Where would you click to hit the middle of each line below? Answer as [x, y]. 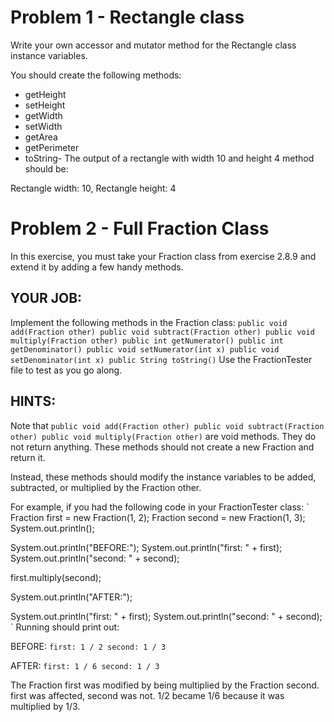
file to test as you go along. [66, 370]
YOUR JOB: [46, 298]
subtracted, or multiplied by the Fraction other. [106, 487]
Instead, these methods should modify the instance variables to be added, [163, 477]
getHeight [45, 94]
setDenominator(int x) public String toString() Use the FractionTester [161, 359]
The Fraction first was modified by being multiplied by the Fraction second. [165, 685]
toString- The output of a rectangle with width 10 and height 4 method [169, 158]
